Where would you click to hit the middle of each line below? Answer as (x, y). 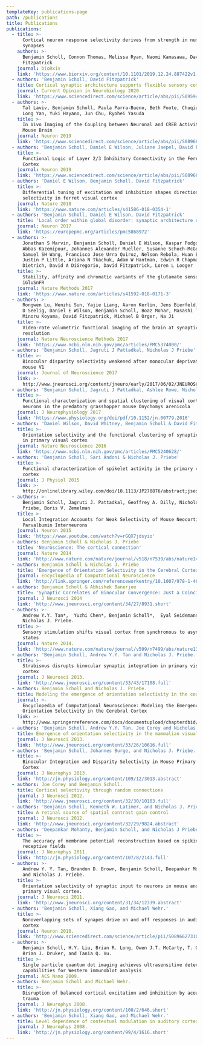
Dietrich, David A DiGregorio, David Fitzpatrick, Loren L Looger (108, 266)
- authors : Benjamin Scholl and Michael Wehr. (71, 982)
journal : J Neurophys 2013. (52, 773)
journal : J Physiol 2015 (48, 480)
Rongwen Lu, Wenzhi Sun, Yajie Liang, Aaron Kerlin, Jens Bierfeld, (110, 305)
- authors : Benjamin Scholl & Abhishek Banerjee (74, 587)
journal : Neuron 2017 (44, 226)
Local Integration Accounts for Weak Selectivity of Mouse (98, 519)
